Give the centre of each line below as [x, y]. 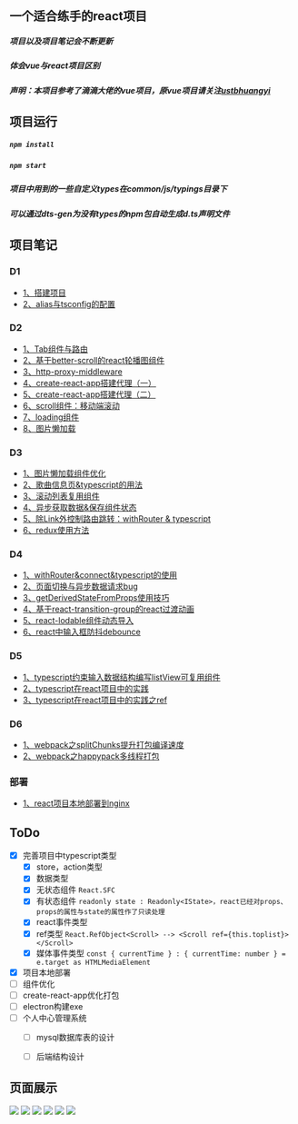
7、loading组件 [51, 417]
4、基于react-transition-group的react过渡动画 [109, 609]
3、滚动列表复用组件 [61, 496]
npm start [28, 166]
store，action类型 [69, 867]
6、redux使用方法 [56, 531]
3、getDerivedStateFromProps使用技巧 [96, 598]
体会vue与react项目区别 [55, 65]
